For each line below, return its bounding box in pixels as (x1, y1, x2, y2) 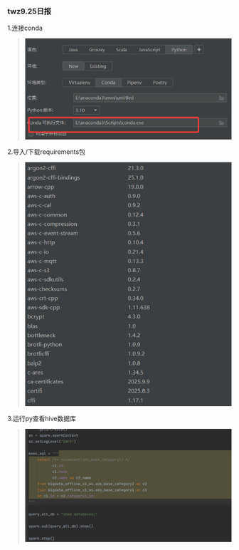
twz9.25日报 (7, 6, 52, 16)
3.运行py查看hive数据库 (7, 414, 76, 422)
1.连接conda (7, 24, 43, 33)
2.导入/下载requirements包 (7, 147, 85, 156)
